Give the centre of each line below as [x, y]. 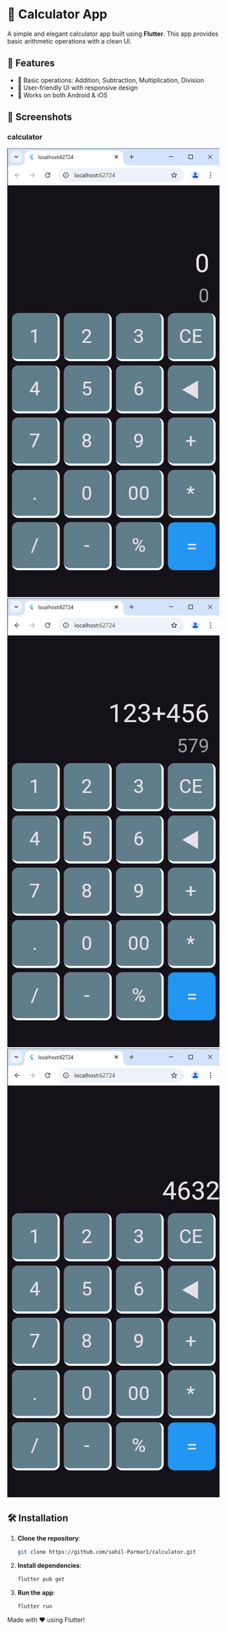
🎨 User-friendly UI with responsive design [78, 88]
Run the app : [36, 1592]
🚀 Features [31, 63]
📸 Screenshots [40, 117]
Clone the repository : [49, 1538]
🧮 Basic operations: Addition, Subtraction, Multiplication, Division [111, 80]
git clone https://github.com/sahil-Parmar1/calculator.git [107, 1552]
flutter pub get [41, 1579]
